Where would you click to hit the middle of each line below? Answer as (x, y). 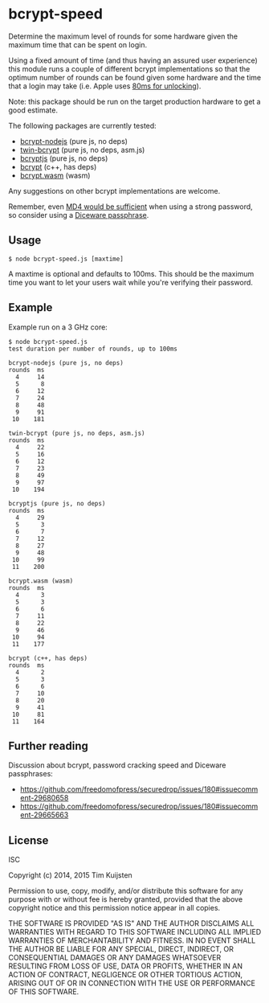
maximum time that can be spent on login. (77, 44)
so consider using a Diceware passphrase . (79, 215)
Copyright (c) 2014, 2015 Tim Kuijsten (70, 875)
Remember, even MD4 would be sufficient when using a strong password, (130, 207)
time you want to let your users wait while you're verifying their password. (130, 282)
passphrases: (31, 774)
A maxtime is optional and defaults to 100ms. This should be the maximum (131, 273)
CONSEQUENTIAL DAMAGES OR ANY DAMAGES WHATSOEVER (115, 958)
